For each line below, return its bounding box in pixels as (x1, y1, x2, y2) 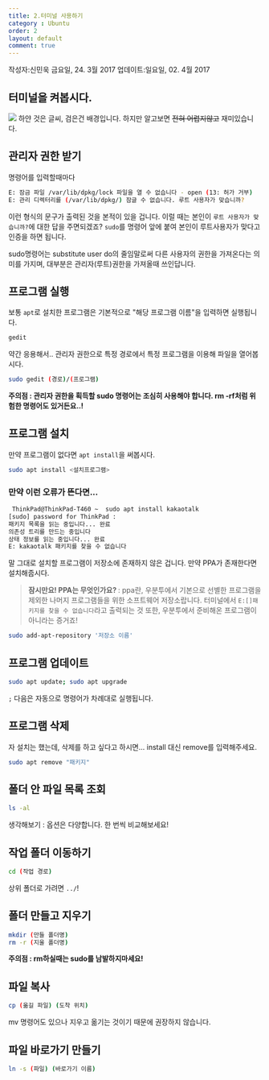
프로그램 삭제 (8, 719, 70, 733)
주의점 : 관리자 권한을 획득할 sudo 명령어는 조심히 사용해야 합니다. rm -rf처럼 (8, 391, 248, 401)
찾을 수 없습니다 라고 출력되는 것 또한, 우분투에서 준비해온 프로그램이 (47, 606, 257, 615)
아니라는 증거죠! (27, 615, 78, 625)
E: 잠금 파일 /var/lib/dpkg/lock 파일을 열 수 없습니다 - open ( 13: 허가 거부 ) (8, 188, 253, 197)
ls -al (8, 805, 31, 813)
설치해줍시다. (8, 569, 50, 578)
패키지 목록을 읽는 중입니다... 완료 (8, 520, 111, 528)
